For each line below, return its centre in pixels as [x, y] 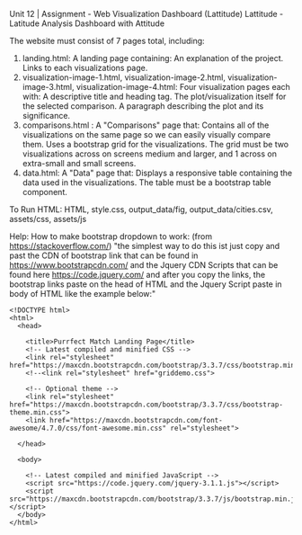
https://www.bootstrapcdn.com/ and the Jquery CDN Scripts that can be [144, 265]
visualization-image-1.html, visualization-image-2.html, [124, 77]
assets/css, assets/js [48, 219]
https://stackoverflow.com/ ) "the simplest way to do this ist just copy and [145, 246]
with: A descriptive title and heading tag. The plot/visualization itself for [154, 96]
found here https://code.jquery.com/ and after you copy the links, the [138, 275]
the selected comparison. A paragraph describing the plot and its [143, 106]
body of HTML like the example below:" [83, 294]
